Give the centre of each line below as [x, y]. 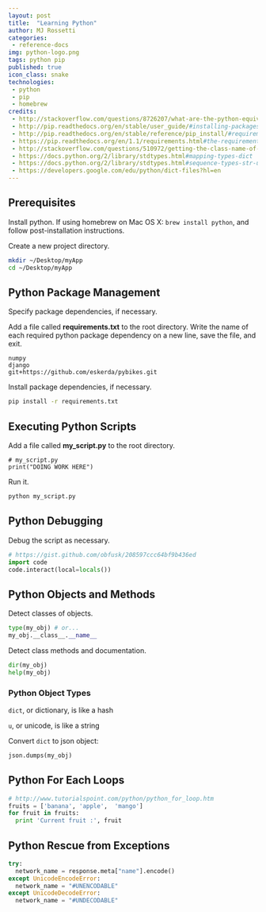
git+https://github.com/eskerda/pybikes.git [83, 373]
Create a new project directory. [59, 245]
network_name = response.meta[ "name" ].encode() [95, 871]
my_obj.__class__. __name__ [53, 636]
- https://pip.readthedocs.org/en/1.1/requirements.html [107, 141]
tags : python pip [37, 60]
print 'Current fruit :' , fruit [69, 821]
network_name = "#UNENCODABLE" [67, 886]
